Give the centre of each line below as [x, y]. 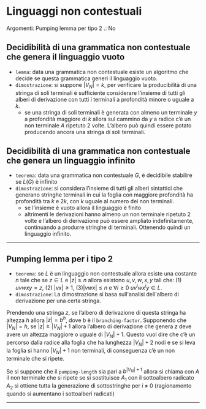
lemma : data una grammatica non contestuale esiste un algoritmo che [102, 72]
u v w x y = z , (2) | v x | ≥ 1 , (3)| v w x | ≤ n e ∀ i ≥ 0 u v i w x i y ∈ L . [89, 287]
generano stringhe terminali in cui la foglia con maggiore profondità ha [104, 195]
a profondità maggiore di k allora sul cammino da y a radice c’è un [108, 119]
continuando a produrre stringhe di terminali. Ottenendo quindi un [108, 227]
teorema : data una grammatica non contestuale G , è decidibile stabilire [104, 175]
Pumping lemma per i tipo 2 [60, 259]
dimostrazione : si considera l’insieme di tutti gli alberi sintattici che [99, 189]
